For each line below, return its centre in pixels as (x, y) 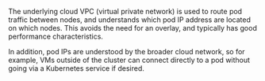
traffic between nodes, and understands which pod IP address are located (130, 20)
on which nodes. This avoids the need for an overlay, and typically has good (133, 28)
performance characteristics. (56, 36)
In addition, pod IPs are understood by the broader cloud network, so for (127, 52)
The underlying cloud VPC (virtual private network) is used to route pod (125, 11)
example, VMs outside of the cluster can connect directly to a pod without (129, 60)
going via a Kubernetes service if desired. (77, 68)
